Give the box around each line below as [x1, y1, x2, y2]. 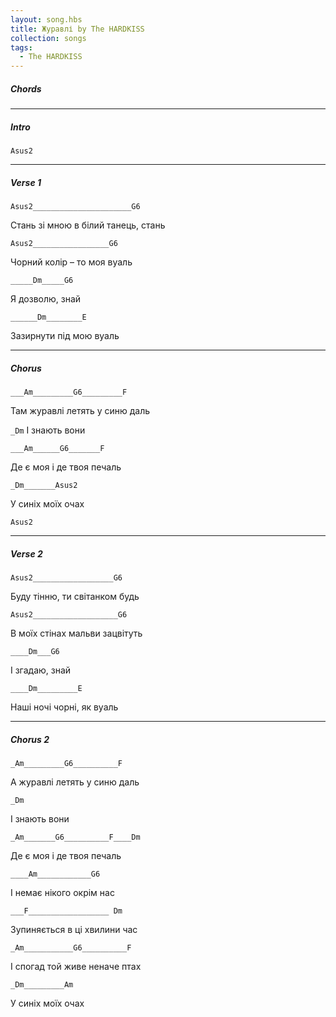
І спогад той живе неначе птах [10, 960, 142, 972]
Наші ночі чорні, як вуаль [10, 701, 119, 713]
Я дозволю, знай [10, 293, 82, 305]
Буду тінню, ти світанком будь [10, 590, 140, 602]
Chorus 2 [10, 733, 50, 745]
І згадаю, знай [10, 664, 72, 676]
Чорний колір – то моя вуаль [10, 256, 133, 268]
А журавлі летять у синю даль [10, 776, 140, 788]
